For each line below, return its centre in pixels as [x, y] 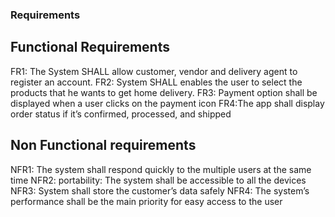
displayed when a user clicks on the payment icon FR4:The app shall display [167, 103]
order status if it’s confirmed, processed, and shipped [121, 114]
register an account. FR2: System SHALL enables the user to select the [156, 82]
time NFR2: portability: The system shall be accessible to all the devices [158, 180]
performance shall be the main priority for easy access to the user [146, 201]
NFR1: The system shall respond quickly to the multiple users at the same [161, 169]
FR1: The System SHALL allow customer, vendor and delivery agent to [154, 71]
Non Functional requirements [103, 145]
